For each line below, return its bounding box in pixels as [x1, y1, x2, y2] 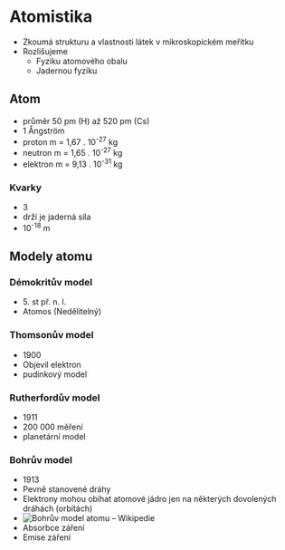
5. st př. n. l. [22, 296, 67, 307]
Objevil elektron [22, 359, 81, 370]
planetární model [22, 430, 86, 441]
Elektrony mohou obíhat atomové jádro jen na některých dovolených [22, 494, 277, 505]
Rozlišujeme [22, 45, 68, 56]
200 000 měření [22, 421, 83, 432]
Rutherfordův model [9, 391, 100, 404]
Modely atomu [9, 249, 93, 265]
